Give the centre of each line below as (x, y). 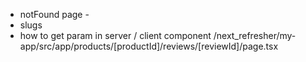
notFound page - (54, 14)
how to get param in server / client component (115, 35)
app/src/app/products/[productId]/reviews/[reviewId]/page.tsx (149, 46)
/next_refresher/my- (255, 35)
